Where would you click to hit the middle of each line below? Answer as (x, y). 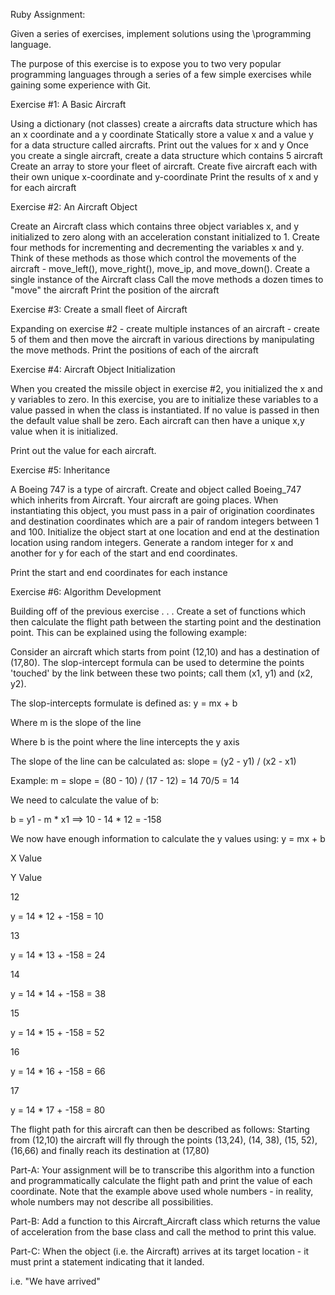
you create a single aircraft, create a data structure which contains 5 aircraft (166, 155)
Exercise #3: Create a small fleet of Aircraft (99, 309)
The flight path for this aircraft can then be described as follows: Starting (160, 1129)
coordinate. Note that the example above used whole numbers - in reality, (162, 1191)
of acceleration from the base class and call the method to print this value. (163, 1232)
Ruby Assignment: (48, 14)
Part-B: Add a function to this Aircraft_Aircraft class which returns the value (165, 1221)
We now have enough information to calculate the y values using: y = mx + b (168, 838)
